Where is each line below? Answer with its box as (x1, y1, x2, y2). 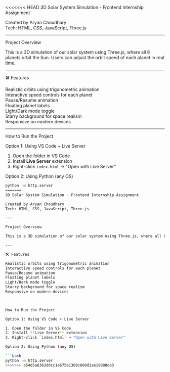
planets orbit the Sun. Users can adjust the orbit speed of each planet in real (5, 55, 164, 60)
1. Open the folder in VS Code (5, 325, 71, 331)
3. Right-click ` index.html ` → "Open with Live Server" (5, 335, 125, 340)
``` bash (5, 353, 22, 358)
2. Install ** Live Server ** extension (5, 331, 87, 336)
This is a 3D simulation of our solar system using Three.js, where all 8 (5, 49, 150, 55)
